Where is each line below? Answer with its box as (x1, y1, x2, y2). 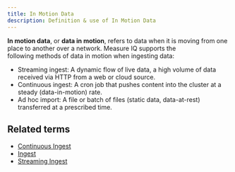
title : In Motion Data (7, 10, 74, 18)
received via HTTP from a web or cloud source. (17, 72, 156, 81)
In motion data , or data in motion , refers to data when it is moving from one (7, 36, 228, 45)
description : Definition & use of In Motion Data (7, 17, 157, 24)
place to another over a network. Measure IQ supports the (7, 44, 176, 52)
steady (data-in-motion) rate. (17, 88, 102, 96)
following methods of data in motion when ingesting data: (7, 51, 175, 60)
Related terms (7, 123, 71, 135)
